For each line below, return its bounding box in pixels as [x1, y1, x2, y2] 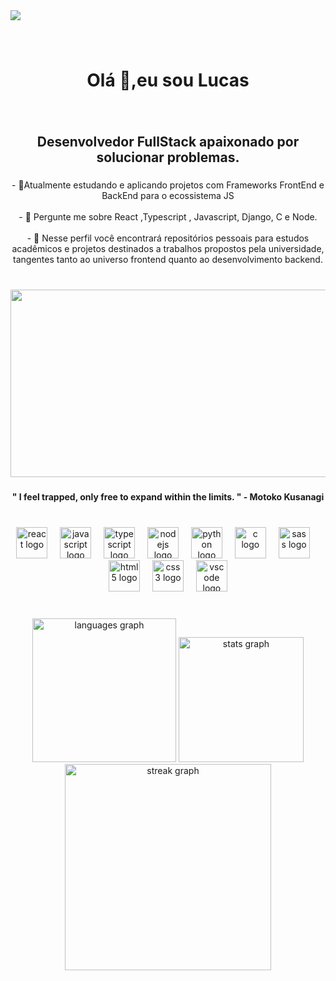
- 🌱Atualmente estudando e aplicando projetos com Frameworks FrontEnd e [11, 179, 325, 191]
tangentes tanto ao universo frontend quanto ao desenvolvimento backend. [13, 254, 323, 266]
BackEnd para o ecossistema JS [101, 190, 235, 202]
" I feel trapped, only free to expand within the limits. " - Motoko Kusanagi [11, 491, 325, 503]
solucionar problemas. [96, 149, 240, 166]
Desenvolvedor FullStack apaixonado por [36, 134, 300, 151]
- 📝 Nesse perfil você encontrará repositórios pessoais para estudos [26, 232, 310, 244]
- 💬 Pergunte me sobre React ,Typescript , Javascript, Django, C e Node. [18, 211, 318, 223]
